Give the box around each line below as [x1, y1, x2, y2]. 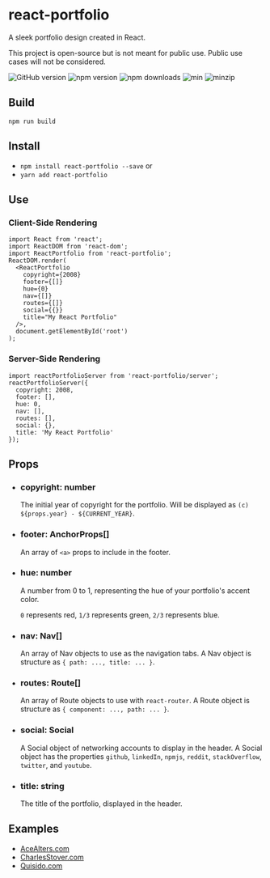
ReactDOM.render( [8, 257, 67, 265]
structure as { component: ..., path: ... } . [19, 704, 170, 714]
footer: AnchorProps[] [19, 528, 110, 540]
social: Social [19, 724, 74, 736]
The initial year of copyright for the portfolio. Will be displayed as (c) [19, 500, 249, 510]
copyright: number [19, 481, 96, 493]
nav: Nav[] [19, 630, 63, 641]
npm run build [8, 117, 57, 125]
